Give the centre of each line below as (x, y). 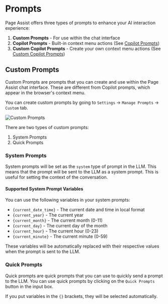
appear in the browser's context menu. (45, 93)
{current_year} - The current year (48, 215)
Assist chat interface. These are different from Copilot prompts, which (78, 87)
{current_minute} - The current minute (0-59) (60, 236)
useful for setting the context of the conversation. (57, 177)
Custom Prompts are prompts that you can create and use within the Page (82, 82)
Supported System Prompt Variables (44, 189)
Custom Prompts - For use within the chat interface (66, 38)
